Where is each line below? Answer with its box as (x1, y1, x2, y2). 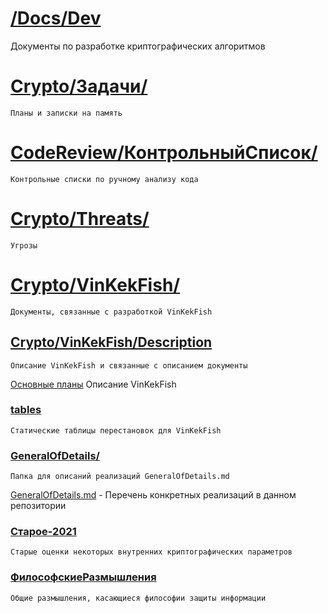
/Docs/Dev (10, 7, 102, 30)
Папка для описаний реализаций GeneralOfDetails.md (10, 472, 230, 482)
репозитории (10, 500, 67, 512)
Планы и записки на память (10, 108, 123, 118)
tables (10, 403, 42, 417)
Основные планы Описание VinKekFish (10, 378, 177, 390)
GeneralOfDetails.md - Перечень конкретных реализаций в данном (10, 489, 297, 501)
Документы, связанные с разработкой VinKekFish (10, 307, 213, 317)
